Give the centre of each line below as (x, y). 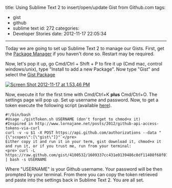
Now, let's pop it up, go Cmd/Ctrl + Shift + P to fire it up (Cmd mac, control (84, 64)
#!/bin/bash (18, 115)
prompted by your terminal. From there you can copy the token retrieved (81, 174)
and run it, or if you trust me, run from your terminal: (68, 146)
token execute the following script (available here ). (59, 105)
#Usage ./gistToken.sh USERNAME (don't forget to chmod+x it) (73, 119)
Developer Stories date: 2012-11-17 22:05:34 (59, 34)
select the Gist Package (30, 75)
